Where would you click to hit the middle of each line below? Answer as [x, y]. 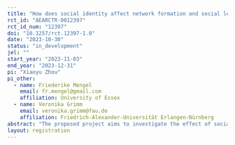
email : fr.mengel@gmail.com [60, 91]
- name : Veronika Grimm [48, 105]
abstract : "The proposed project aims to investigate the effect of [109, 124]
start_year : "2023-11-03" [45, 59]
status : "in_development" [45, 46]
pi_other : [22, 78]
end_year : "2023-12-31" [42, 66]
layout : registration [39, 130]
